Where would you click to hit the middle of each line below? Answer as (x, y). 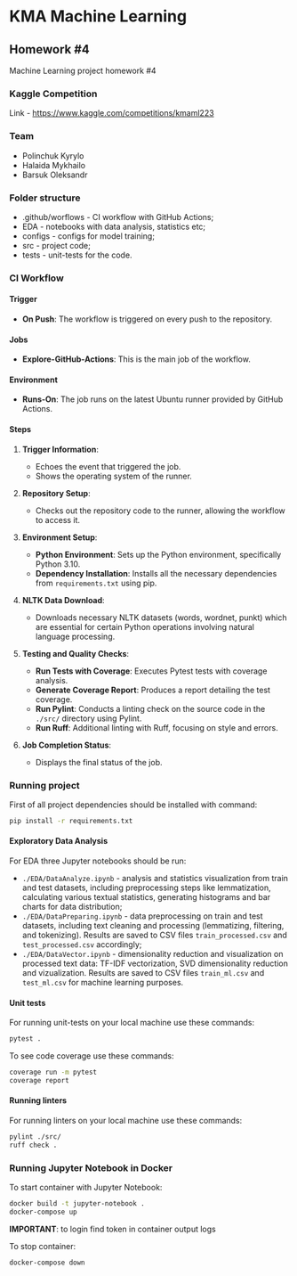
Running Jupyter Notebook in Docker (91, 1167)
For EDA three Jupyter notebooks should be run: (98, 861)
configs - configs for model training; (88, 236)
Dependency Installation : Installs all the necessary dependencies (156, 573)
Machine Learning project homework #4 (83, 70)
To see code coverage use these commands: (92, 1056)
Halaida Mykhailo (54, 165)
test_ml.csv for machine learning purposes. (103, 982)
